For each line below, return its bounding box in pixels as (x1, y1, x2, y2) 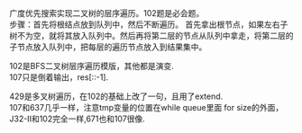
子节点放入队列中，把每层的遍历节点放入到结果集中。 (9, 41, 207, 52)
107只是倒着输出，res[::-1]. (9, 72, 109, 83)
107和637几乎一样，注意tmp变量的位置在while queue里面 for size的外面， (9, 102, 284, 112)
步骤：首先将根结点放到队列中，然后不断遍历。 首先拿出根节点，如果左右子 (9, 19, 288, 30)
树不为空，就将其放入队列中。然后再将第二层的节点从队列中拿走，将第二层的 (9, 31, 294, 40)
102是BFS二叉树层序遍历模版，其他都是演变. (9, 61, 174, 71)
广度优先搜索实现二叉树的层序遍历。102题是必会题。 (9, 8, 205, 18)
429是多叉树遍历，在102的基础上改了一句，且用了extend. (9, 91, 224, 102)
